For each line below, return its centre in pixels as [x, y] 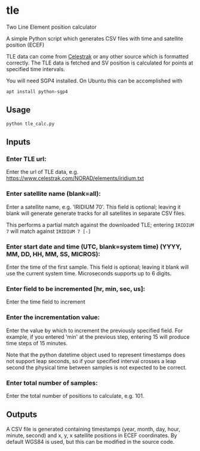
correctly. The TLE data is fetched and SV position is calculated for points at [100, 63]
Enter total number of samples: [52, 383]
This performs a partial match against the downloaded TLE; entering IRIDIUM [100, 225]
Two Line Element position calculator [51, 27]
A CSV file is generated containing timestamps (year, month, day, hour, [93, 429]
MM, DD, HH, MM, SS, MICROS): [53, 254]
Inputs [19, 142]
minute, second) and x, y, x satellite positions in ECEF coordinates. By [92, 435]
